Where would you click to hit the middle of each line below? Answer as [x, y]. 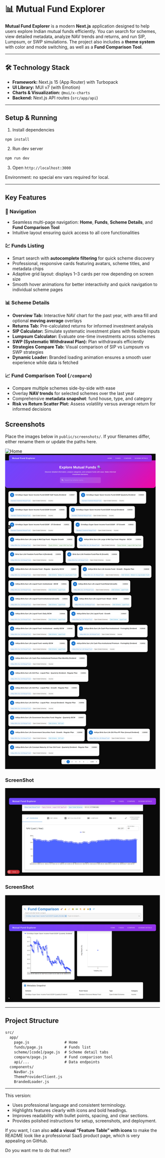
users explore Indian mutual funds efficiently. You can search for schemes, [81, 31]
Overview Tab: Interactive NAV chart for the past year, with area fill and [85, 315]
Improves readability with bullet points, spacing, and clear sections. [80, 1116]
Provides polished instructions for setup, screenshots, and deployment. [84, 1121]
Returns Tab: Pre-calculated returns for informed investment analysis [82, 326]
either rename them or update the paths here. [51, 441]
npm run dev [17, 158]
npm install [17, 139]
